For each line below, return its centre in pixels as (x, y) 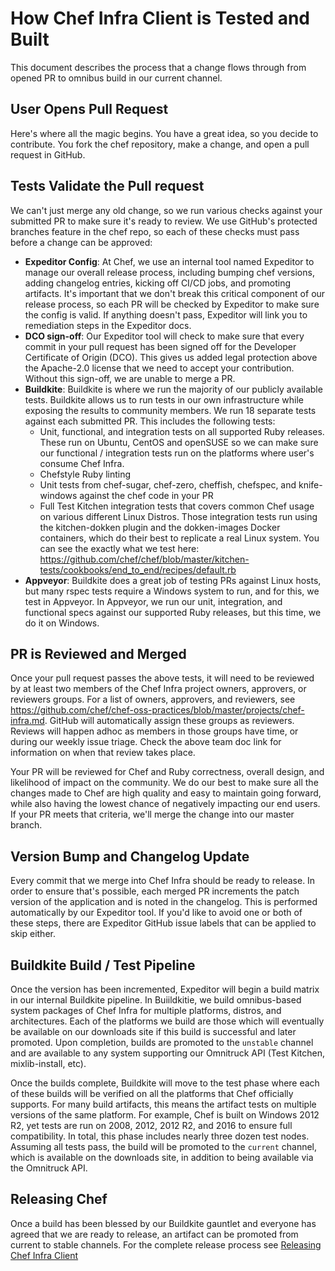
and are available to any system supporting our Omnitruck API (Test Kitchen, (167, 1053)
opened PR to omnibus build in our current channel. (116, 78)
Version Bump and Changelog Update (130, 856)
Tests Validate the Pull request (107, 186)
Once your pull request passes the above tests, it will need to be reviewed (162, 678)
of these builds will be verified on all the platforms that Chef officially (152, 1093)
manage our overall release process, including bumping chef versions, (169, 272)
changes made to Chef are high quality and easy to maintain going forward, (166, 793)
